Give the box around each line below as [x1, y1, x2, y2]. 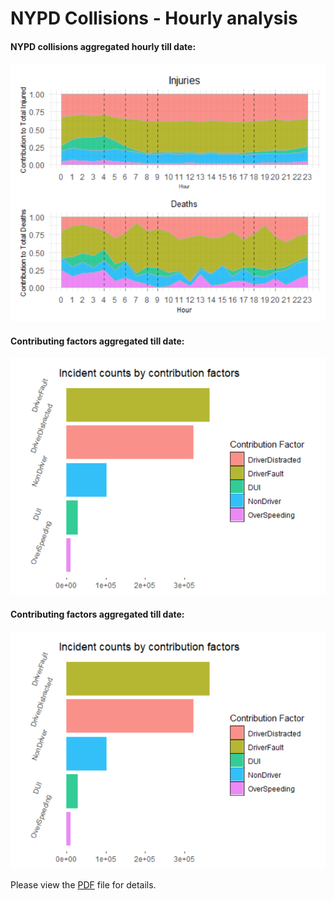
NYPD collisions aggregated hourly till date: [10, 40, 197, 52]
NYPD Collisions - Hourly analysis [10, 7, 298, 30]
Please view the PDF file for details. [10, 878, 157, 891]
